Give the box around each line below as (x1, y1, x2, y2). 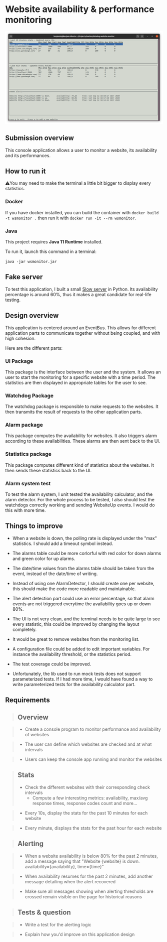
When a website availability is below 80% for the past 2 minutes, (24, 853, 158, 859)
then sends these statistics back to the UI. (5, 467, 92, 473)
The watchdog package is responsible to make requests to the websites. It (5, 403, 158, 410)
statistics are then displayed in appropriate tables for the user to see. (5, 379, 147, 385)
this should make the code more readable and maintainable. (12, 586, 136, 592)
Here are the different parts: (5, 345, 63, 351)
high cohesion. (5, 335, 36, 341)
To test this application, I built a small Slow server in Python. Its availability (5, 286, 158, 292)
